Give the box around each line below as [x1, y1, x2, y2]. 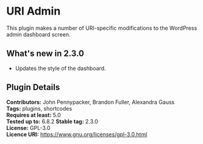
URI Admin [6, 4, 61, 18]
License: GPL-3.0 [6, 124, 51, 131]
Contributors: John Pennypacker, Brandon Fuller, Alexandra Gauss [6, 98, 175, 106]
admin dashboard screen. [6, 30, 71, 38]
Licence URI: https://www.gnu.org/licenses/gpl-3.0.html [6, 131, 148, 138]
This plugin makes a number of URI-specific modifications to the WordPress [6, 24, 198, 32]
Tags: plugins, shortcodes [6, 105, 73, 112]
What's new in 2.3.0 [6, 49, 84, 59]
